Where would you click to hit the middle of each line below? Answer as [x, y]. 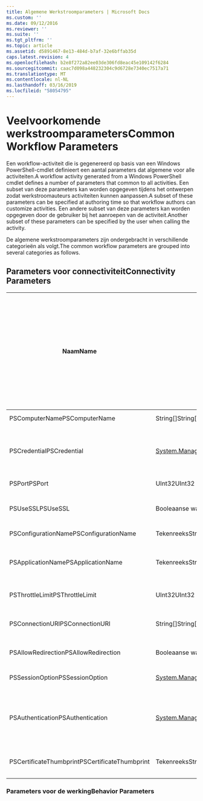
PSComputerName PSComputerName [63, 418]
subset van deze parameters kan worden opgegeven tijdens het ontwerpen [100, 189]
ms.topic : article [29, 46]
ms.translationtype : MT [36, 74]
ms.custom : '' [24, 18]
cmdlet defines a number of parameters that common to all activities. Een [98, 183]
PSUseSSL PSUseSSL [40, 508]
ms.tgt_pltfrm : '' [29, 40]
